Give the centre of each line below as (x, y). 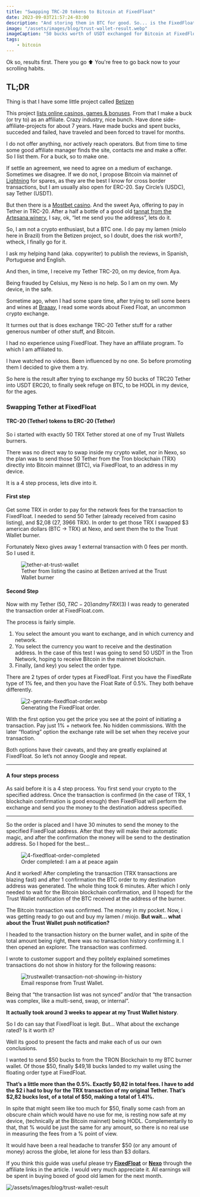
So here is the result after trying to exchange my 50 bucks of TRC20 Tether (99, 379)
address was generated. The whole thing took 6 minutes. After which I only (98, 886)
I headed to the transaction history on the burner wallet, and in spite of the (97, 934)
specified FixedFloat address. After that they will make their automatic (92, 831)
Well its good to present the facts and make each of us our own (84, 1042)
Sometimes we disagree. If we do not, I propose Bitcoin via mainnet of (92, 174)
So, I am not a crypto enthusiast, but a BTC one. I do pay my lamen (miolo (96, 229)
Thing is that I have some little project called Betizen (70, 101)
